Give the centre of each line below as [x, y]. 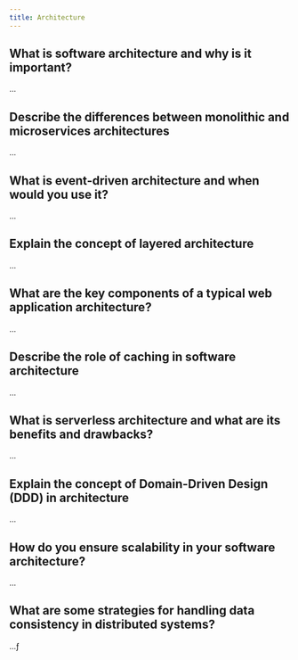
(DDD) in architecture [69, 497]
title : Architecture [48, 17]
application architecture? [81, 307]
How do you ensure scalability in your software [142, 547]
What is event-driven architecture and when [134, 181]
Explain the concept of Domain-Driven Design [139, 484]
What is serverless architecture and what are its [145, 420]
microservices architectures [89, 131]
